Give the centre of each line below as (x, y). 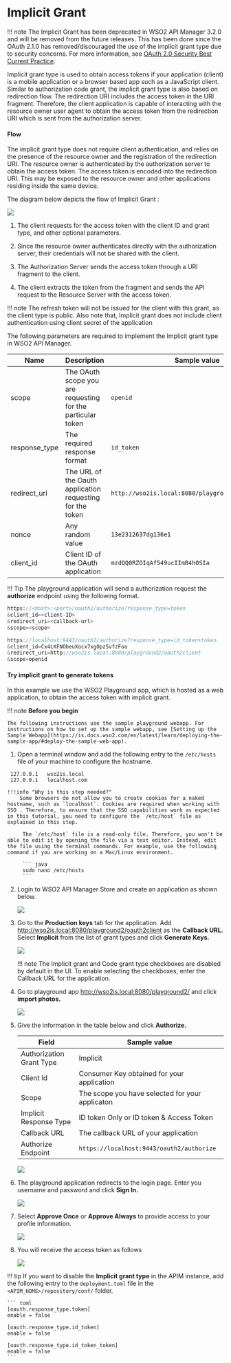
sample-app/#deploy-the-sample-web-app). (67, 741)
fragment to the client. (48, 274)
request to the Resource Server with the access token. (94, 295)
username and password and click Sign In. (78, 1190)
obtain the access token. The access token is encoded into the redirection (112, 171)
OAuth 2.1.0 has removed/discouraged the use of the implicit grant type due (114, 46)
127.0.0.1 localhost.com (49, 780)
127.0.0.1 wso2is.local (47, 774)
